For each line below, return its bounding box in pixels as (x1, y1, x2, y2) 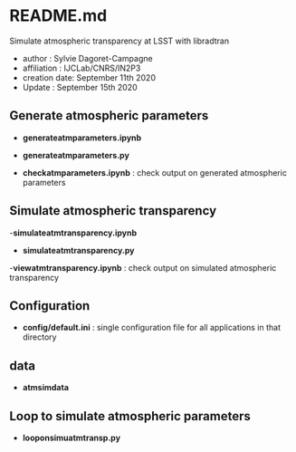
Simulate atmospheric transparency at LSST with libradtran (9, 35, 229, 46)
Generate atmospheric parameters (9, 108, 209, 123)
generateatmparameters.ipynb (22, 132, 142, 143)
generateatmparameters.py (22, 149, 129, 160)
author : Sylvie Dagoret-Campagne (22, 53, 153, 63)
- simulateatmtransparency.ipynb (9, 227, 138, 238)
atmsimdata (22, 382, 70, 393)
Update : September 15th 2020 (22, 82, 138, 92)
